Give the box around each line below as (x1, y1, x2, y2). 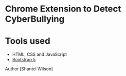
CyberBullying (5, 13, 65, 25)
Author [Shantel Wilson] (5, 66, 53, 72)
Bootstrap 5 (12, 57, 36, 63)
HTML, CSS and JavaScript (12, 51, 67, 57)
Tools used (5, 36, 51, 47)
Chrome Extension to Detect (5, 3, 122, 14)
